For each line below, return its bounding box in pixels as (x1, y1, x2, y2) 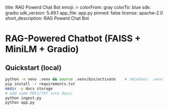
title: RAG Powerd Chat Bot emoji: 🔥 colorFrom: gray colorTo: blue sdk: (5, 5, 151, 10)
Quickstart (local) (5, 63, 62, 72)
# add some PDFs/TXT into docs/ (5, 90, 73, 96)
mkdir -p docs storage (5, 86, 53, 91)
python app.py (5, 100, 35, 105)
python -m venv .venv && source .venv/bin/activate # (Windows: (5, 77, 150, 82)
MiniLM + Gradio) (5, 44, 79, 55)
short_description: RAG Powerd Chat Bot (5, 15, 90, 21)
